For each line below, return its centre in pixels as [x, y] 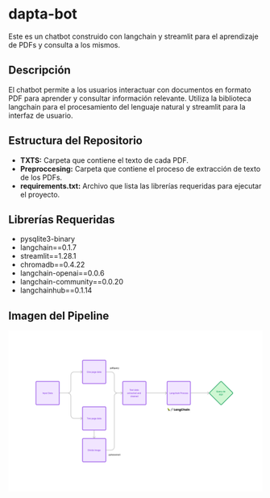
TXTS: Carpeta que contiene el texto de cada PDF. [104, 160]
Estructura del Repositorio [75, 141]
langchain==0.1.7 [48, 247]
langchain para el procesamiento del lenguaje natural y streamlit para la [127, 106]
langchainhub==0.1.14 [56, 290]
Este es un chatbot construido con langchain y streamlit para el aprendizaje [134, 36]
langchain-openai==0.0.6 [62, 273]
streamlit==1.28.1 [48, 256]
